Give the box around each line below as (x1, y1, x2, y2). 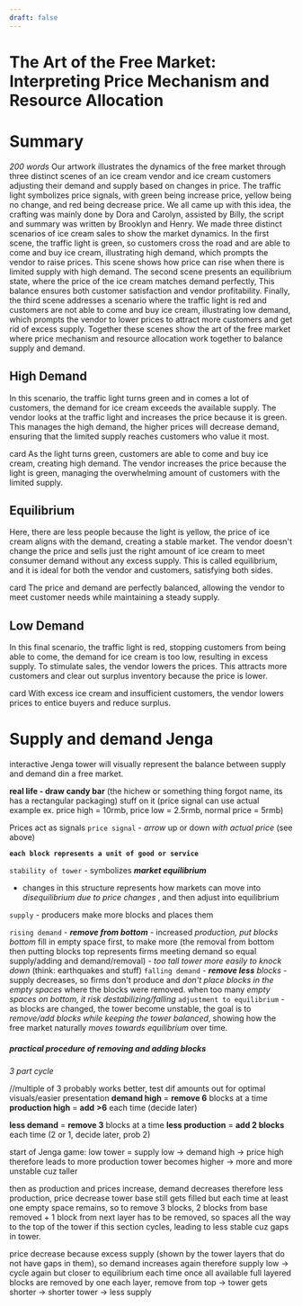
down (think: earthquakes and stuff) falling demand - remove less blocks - (9, 965, 288, 976)
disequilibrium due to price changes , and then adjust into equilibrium (22, 892, 280, 903)
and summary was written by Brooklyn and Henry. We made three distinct (9, 218, 283, 229)
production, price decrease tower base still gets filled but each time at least (9, 1193, 289, 1203)
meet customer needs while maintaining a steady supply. (9, 592, 220, 603)
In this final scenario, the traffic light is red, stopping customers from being (9, 642, 286, 653)
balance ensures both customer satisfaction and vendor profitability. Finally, (9, 285, 290, 296)
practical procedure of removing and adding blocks (9, 1042, 207, 1053)
